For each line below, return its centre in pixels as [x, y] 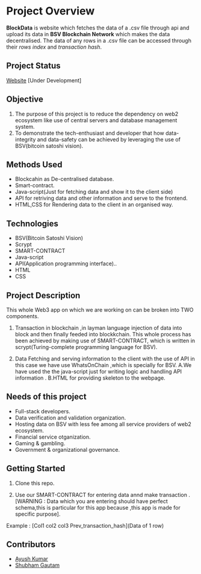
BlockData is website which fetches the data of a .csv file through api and [98, 28]
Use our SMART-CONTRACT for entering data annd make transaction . [103, 495]
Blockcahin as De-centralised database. [64, 179]
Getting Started [36, 468]
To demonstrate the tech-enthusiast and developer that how [89, 133]
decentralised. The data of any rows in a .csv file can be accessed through [99, 40]
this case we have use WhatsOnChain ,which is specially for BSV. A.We [103, 365]
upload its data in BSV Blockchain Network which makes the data [88, 34]
